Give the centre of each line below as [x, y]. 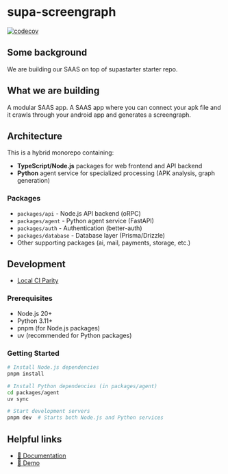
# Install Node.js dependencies [53, 368]
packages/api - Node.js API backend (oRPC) [79, 213]
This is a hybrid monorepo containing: [61, 153]
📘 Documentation [41, 456]
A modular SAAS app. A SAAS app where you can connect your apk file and [114, 107]
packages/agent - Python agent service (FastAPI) [85, 221]
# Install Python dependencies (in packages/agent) [82, 386]
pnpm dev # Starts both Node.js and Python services [86, 418]
